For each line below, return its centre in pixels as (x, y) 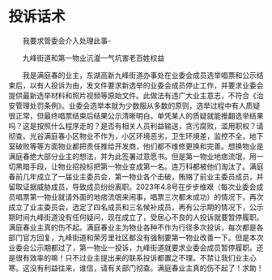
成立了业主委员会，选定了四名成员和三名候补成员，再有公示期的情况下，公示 (136, 207)
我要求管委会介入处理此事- (67, 41)
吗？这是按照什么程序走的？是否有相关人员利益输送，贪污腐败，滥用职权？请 (136, 126)
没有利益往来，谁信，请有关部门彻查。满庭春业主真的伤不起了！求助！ (147, 268)
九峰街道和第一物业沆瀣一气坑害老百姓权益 (93, 58)
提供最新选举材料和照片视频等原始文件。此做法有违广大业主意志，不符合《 (132, 95)
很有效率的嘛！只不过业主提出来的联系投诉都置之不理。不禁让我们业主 (132, 257)
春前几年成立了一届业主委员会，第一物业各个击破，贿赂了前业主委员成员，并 (136, 176)
